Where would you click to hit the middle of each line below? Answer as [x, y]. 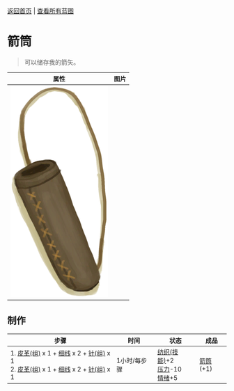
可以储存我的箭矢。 [52, 62]
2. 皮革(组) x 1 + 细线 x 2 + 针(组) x [60, 369]
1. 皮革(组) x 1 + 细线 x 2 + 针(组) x [60, 353]
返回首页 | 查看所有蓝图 [41, 11]
